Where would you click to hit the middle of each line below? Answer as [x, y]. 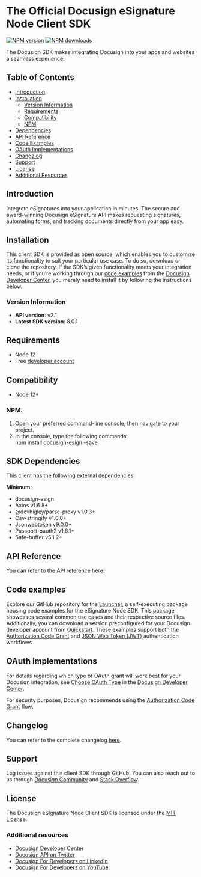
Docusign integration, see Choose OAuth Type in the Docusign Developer [97, 682]
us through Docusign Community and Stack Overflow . [73, 780]
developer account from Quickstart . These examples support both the [93, 630]
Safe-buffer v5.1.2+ [39, 537]
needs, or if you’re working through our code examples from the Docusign [98, 273]
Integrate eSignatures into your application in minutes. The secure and [93, 208]
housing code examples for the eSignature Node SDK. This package [91, 611]
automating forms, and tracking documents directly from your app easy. [95, 221]
